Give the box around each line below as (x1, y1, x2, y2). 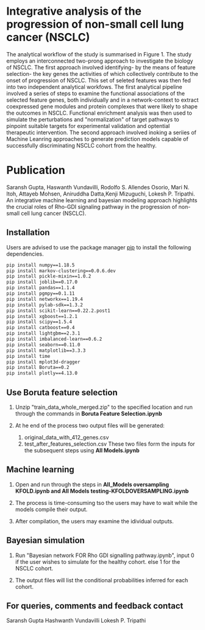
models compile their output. (15, 506, 88, 513)
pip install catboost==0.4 (6, 325, 75, 331)
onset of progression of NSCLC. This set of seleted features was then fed (6, 77, 191, 84)
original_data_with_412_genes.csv (24, 434, 109, 441)
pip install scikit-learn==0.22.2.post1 (6, 308, 111, 314)
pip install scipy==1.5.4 (6, 319, 72, 325)
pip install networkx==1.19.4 (6, 296, 84, 302)
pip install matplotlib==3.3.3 (6, 347, 86, 354)
